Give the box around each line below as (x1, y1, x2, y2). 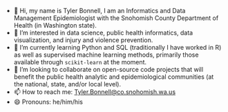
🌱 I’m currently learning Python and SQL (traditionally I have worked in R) (13, 44, 222, 51)
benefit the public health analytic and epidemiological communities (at (13, 73, 214, 81)
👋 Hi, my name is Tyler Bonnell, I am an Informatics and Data (13, 7, 186, 15)
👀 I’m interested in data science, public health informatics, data (13, 28, 193, 37)
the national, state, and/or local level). (13, 80, 122, 88)
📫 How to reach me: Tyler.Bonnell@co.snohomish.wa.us (13, 88, 176, 96)
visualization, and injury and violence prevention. (13, 36, 153, 44)
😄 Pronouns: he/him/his (13, 97, 83, 106)
